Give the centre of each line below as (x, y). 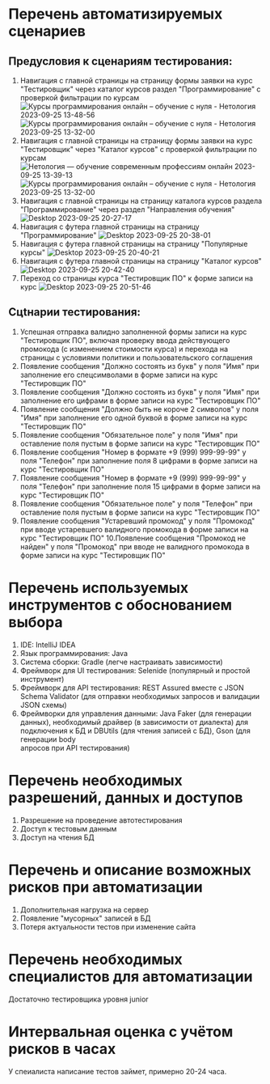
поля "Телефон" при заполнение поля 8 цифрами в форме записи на (139, 460)
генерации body (48, 739)
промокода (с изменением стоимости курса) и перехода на (124, 349)
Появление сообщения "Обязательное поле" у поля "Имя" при (129, 434)
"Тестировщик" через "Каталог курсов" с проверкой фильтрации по (138, 149)
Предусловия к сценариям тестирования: (120, 61)
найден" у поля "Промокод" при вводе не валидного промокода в (135, 546)
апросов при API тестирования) (75, 747)
